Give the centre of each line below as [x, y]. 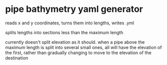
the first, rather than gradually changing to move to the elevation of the [78, 53]
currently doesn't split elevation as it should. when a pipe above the [75, 42]
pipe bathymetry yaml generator [74, 9]
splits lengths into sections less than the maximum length [64, 32]
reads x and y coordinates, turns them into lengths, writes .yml [70, 23]
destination [17, 58]
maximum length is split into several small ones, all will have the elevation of [83, 47]
